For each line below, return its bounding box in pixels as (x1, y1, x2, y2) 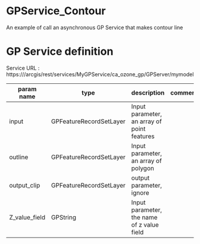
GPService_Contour (6, 4, 106, 18)
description (131, 88, 165, 96)
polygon (131, 164, 155, 172)
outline (9, 153, 29, 161)
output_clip (9, 181, 40, 189)
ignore (131, 189, 150, 197)
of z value (131, 220, 159, 229)
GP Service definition (6, 45, 114, 58)
